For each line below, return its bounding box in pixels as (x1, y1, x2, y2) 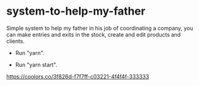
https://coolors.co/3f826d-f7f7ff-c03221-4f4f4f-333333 (6, 73, 149, 80)
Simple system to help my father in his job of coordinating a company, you (6, 24, 193, 32)
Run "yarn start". (15, 61, 58, 68)
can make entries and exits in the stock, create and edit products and (6, 30, 181, 38)
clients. (6, 37, 25, 45)
